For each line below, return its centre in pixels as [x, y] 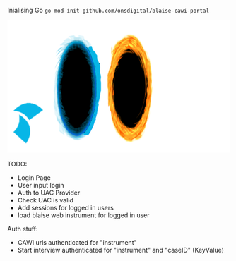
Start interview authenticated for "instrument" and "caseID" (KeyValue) [121, 250]
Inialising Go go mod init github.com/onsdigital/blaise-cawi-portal [108, 10]
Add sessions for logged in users [66, 207]
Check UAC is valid [46, 200]
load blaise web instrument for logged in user [83, 215]
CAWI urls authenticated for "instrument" [77, 242]
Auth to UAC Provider [49, 193]
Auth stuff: [23, 229]
